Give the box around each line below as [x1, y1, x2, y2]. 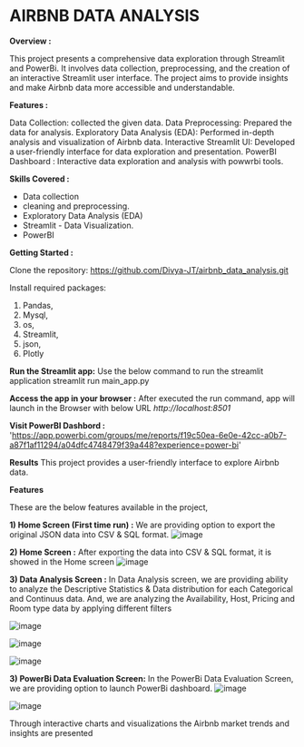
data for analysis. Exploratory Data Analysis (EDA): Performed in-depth [9, 126, 275, 137]
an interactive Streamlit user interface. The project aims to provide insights [9, 72, 289, 83]
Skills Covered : [9, 173, 70, 184]
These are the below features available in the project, [9, 501, 209, 513]
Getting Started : [9, 247, 74, 258]
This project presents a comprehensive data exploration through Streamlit [9, 53, 286, 64]
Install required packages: [9, 282, 107, 293]
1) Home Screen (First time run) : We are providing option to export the [9, 519, 276, 530]
